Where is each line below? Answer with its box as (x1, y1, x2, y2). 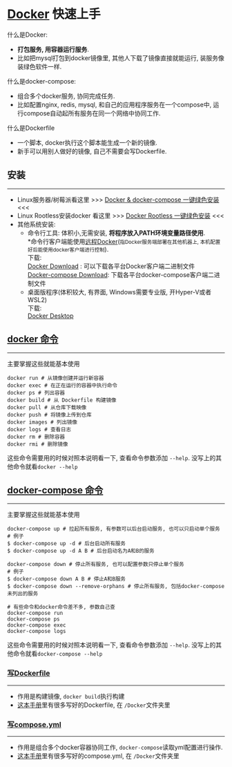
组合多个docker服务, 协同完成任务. (17, 91, 115, 100)
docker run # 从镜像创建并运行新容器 (7, 375, 104, 381)
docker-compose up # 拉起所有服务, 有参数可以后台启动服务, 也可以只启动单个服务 (7, 526, 220, 533)
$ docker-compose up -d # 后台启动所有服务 (7, 540, 126, 547)
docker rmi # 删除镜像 (7, 440, 68, 448)
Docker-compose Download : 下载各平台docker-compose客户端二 (27, 270, 215, 278)
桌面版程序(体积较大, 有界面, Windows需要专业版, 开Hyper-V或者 (27, 287, 212, 296)
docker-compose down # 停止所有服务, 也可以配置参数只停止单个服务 (7, 561, 184, 568)
